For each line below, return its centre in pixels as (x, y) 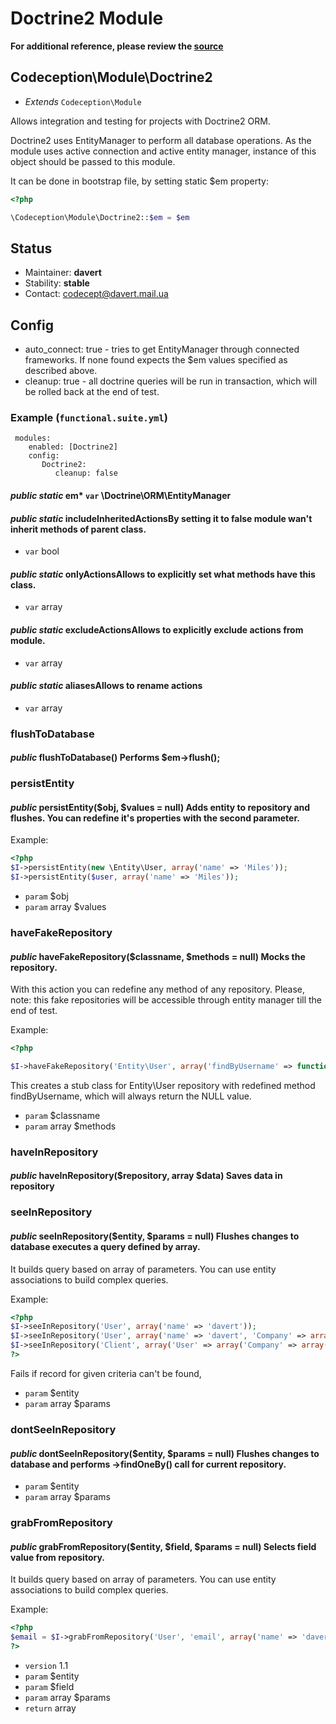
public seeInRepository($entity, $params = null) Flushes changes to (155, 1236)
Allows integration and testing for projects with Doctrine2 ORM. (140, 121)
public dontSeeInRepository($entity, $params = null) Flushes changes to (165, 1453)
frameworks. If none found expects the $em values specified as (156, 360)
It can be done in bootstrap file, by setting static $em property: (139, 181)
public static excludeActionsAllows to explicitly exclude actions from (157, 630)
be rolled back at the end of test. (92, 392)
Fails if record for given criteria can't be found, (106, 1373)
